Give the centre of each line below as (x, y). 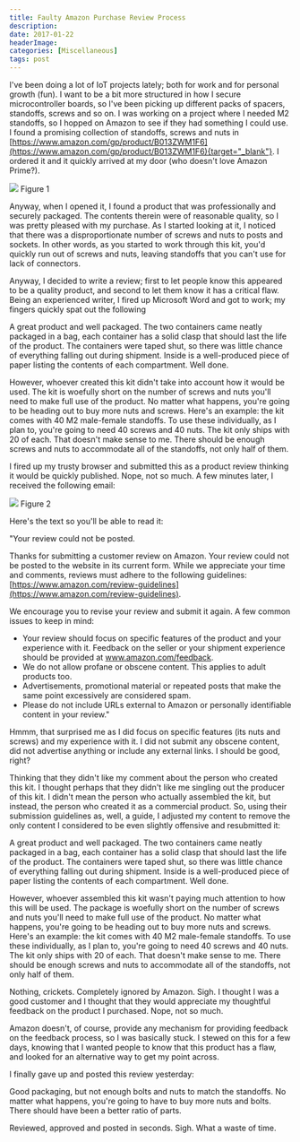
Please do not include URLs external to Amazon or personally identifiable (157, 705)
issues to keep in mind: (52, 621)
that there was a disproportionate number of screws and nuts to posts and (146, 235)
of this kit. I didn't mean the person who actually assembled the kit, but (140, 797)
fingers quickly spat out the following (77, 309)
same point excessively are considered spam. (107, 695)
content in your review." (66, 714)
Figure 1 (35, 189)
